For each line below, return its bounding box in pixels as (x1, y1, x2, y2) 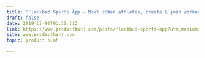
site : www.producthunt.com (6, 32, 75, 38)
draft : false (6, 15, 40, 21)
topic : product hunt (6, 37, 59, 43)
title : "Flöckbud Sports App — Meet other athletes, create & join (6, 9, 182, 15)
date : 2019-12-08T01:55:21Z (6, 20, 78, 26)
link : (6, 26, 20, 32)
